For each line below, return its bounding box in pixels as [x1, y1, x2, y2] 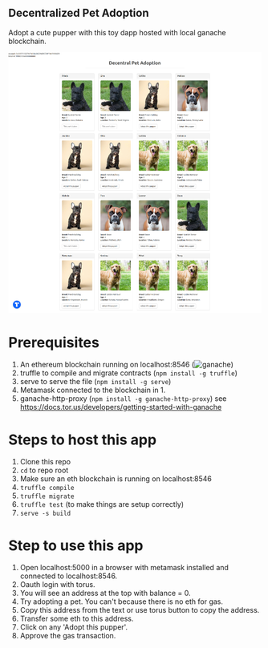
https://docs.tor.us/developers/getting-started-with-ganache [19, 403, 222, 412]
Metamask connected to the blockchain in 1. [19, 385, 166, 395]
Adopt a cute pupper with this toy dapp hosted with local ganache [8, 27, 226, 37]
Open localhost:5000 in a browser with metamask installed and [19, 563, 229, 573]
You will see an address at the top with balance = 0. [19, 589, 191, 598]
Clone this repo [19, 457, 71, 467]
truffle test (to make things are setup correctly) [19, 500, 185, 509]
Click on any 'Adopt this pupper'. [19, 622, 128, 632]
